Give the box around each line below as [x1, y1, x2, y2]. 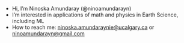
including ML [11, 18, 44, 24]
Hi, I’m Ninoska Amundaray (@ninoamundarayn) [11, 5, 132, 12]
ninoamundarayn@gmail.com [11, 30, 85, 37]
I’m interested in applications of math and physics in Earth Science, [11, 11, 179, 18]
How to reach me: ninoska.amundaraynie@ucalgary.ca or [11, 24, 155, 31]
